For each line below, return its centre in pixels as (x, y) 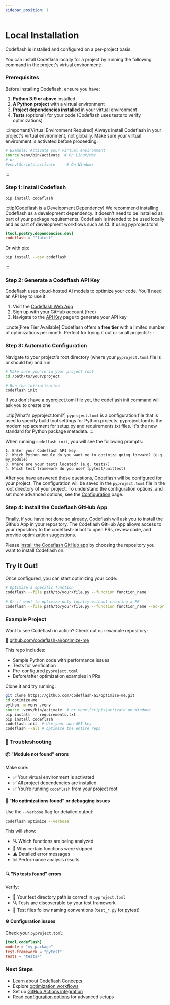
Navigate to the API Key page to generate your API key (70, 317)
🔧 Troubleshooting (28, 742)
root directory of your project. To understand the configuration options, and (84, 489)
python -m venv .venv (28, 705)
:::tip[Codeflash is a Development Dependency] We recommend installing (82, 208)
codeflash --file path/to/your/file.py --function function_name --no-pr (85, 606)
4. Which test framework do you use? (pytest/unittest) (65, 469)
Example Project (26, 619)
